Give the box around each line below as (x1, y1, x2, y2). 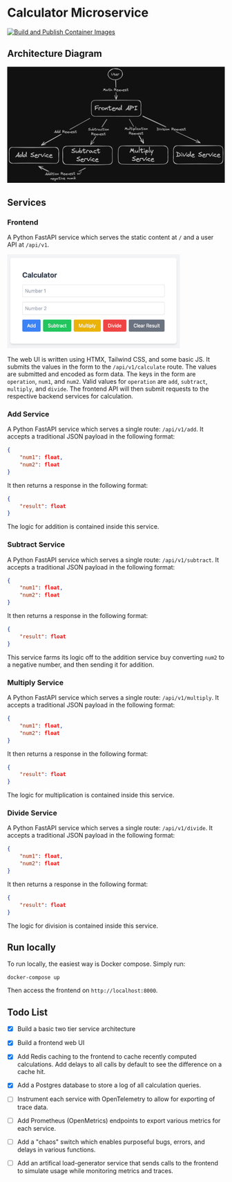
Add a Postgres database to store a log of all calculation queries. (17, 1081, 202, 1089)
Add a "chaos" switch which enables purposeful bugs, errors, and (17, 1138, 205, 1146)
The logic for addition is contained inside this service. (7, 522, 159, 531)
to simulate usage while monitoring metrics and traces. (17, 1166, 174, 1175)
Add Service (7, 409, 50, 418)
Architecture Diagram (7, 48, 102, 60)
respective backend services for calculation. (7, 391, 133, 400)
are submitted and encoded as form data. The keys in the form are (7, 369, 196, 378)
